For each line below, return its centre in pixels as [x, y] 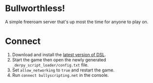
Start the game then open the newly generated [59, 60]
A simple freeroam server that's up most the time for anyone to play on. [77, 22]
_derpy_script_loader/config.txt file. [50, 65]
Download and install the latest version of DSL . [59, 55]
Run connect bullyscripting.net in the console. [60, 75]
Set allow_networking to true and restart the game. [63, 70]
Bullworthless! [35, 8]
